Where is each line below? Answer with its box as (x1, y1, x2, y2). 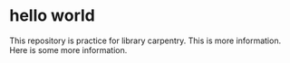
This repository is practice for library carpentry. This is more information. (9, 35, 282, 46)
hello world (9, 5, 95, 26)
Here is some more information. (9, 44, 128, 55)
